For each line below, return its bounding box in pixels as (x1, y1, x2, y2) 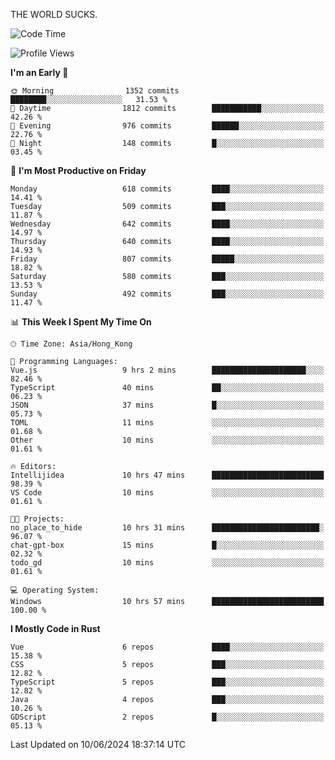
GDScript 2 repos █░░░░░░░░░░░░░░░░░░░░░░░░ (10, 712, 325, 722)
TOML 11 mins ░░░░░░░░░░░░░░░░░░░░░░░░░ (10, 418, 325, 428)
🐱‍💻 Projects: (10, 514, 65, 524)
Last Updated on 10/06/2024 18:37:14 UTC (10, 739, 187, 750)
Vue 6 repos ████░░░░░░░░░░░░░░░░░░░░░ (10, 642, 325, 652)
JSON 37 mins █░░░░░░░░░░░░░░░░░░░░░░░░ (10, 400, 325, 410)
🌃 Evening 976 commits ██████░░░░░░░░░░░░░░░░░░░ (10, 121, 325, 131)
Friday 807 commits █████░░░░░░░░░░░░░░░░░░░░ (10, 254, 325, 264)
